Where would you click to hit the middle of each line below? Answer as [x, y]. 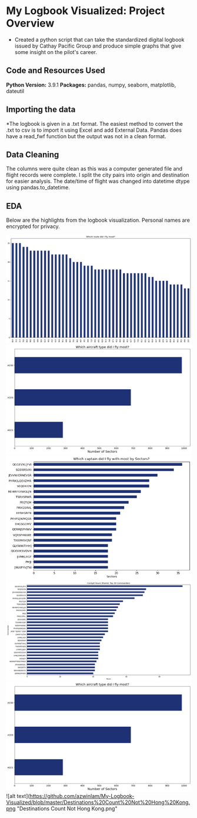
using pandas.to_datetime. [38, 188]
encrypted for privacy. [33, 226]
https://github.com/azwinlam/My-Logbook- [82, 796]
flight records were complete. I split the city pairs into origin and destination [98, 175]
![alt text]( [18, 796]
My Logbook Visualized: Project [86, 11]
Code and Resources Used [56, 71]
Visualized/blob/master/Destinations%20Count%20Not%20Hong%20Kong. [98, 802]
